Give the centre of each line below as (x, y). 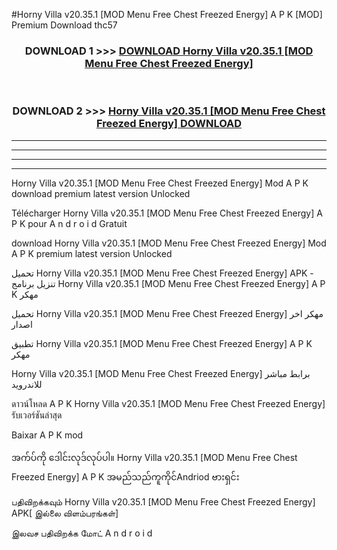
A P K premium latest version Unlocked (92, 253)
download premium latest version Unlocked (101, 193)
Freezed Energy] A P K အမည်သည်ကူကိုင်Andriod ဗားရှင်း (125, 476)
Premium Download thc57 (64, 25)
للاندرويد (27, 384)
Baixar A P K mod (47, 435)
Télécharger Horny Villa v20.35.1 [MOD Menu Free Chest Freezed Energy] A (167, 213)
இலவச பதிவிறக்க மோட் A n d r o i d (82, 533)
